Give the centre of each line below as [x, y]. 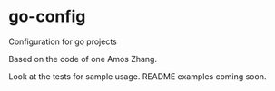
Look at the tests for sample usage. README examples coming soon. [137, 76]
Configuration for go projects [63, 41]
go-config [47, 17]
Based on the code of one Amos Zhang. [83, 59]
